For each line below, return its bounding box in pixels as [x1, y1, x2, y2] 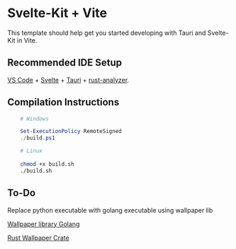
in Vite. [16, 36, 38, 44]
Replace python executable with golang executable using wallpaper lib [7, 206, 213, 214]
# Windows [20, 115, 50, 122]
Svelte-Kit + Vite [7, 5, 108, 21]
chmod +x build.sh [20, 160, 74, 168]
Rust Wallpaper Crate [7, 233, 69, 242]
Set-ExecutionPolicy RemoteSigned [20, 128, 122, 135]
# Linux [20, 147, 43, 154]
